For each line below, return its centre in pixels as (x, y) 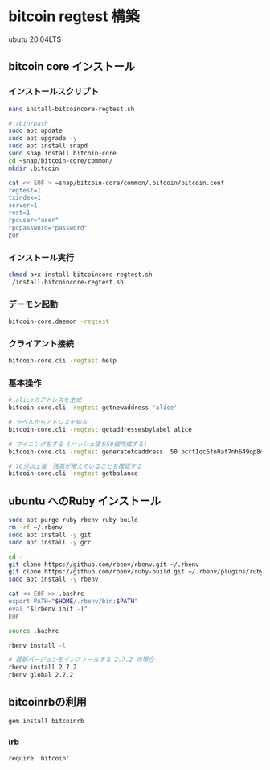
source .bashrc (34, 631)
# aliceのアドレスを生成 (45, 400)
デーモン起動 (33, 304)
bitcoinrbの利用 (47, 702)
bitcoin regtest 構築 (74, 17)
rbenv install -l (37, 645)
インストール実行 (41, 257)
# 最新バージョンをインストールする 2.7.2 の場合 (81, 660)
